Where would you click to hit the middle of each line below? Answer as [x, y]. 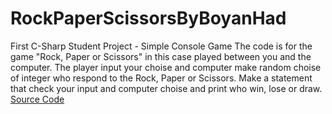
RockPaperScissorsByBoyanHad [148, 18]
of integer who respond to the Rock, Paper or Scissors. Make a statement [161, 78]
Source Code [37, 99]
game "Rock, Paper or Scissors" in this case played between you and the [161, 56]
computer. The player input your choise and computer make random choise [166, 67]
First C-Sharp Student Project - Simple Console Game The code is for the [161, 46]
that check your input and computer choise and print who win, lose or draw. [166, 88]
